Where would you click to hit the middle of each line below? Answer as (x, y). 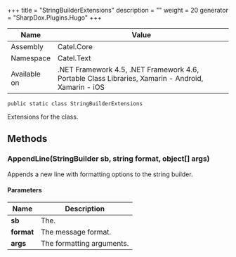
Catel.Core (75, 47)
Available (26, 74)
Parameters (25, 190)
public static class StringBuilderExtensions (75, 104)
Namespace (31, 58)
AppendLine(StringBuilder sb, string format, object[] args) (109, 159)
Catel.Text (74, 58)
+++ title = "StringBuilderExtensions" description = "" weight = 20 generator (118, 10)
